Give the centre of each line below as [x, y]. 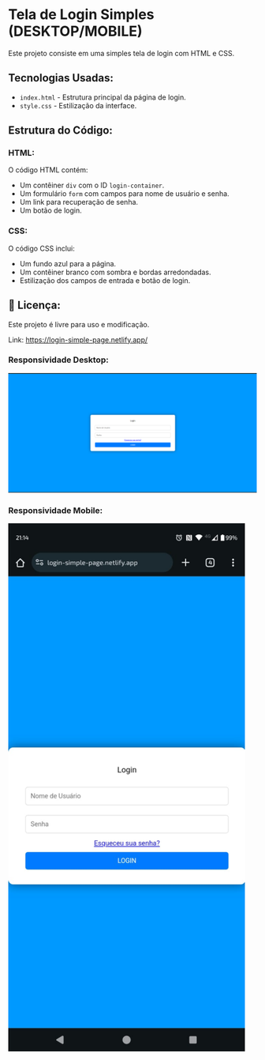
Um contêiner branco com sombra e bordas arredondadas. [115, 272]
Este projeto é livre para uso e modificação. [79, 324]
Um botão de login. [50, 210]
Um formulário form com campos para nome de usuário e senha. [125, 194]
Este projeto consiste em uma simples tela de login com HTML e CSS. [121, 53]
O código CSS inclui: [41, 248]
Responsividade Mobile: [56, 510]
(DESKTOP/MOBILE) [76, 31]
